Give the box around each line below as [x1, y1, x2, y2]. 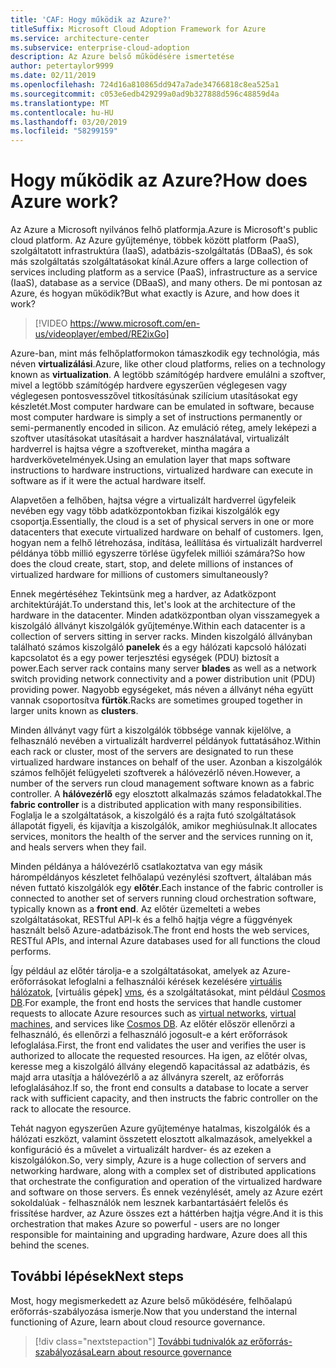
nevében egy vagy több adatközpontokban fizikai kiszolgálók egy [10, 505, 280, 517]
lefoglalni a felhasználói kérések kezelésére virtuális [68, 976, 283, 988]
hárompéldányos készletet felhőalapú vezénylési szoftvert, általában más [10, 871, 312, 883]
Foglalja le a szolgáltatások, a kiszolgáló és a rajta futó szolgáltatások [10, 809, 297, 821]
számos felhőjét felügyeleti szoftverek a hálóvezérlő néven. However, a [10, 767, 301, 779]
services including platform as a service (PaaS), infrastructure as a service [10, 266, 318, 278]
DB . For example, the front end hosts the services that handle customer [10, 997, 303, 1009]
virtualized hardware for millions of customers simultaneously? [10, 569, 269, 581]
